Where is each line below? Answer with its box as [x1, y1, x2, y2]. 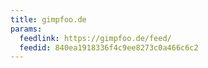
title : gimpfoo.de [10, 14, 87, 25]
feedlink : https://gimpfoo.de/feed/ [19, 33, 172, 43]
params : [10, 24, 43, 34]
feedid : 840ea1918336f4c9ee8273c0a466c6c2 [19, 42, 199, 53]
